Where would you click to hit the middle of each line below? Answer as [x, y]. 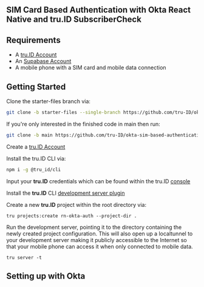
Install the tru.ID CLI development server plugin [66, 193]
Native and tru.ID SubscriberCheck [74, 20]
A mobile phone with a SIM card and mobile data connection [90, 68]
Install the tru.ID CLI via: [36, 158]
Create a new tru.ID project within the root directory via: [76, 204]
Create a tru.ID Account [36, 147]
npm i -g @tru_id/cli [34, 169]
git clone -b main [29, 135]
